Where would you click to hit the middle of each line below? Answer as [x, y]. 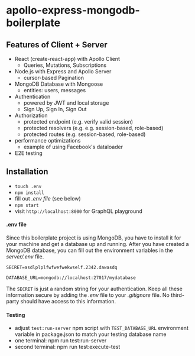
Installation [27, 172]
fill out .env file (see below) [48, 198]
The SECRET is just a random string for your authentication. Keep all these [95, 289]
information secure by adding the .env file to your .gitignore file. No [88, 295]
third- [178, 295]
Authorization [31, 115]
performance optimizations [48, 140]
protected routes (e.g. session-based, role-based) [84, 134]
